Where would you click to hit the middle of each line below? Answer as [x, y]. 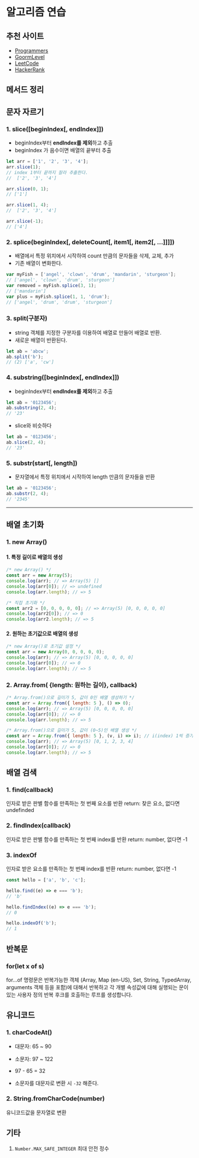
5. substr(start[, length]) [42, 463]
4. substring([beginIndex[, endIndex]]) [63, 377]
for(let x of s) [25, 966]
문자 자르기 [25, 111]
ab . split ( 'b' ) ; [25, 357]
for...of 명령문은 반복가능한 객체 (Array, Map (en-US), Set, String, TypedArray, [99, 980]
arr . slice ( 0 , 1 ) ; [28, 189]
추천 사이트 [25, 36]
